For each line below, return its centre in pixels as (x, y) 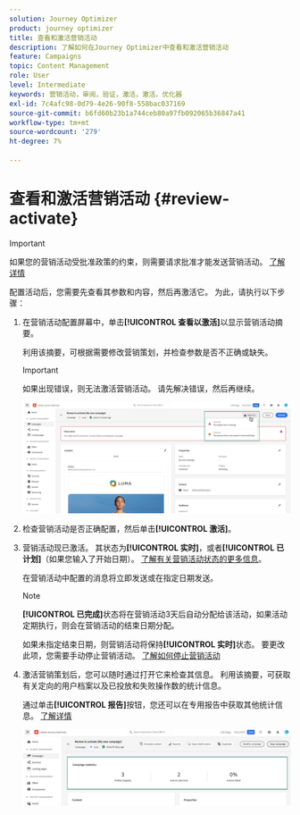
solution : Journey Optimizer (63, 19)
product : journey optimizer (62, 28)
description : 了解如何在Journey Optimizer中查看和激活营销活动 (119, 47)
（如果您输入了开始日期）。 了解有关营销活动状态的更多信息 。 (154, 559)
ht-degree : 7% (36, 142)
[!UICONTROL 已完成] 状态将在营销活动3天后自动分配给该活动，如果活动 (155, 614)
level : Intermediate (48, 85)
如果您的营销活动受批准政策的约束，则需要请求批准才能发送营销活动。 (138, 261)
